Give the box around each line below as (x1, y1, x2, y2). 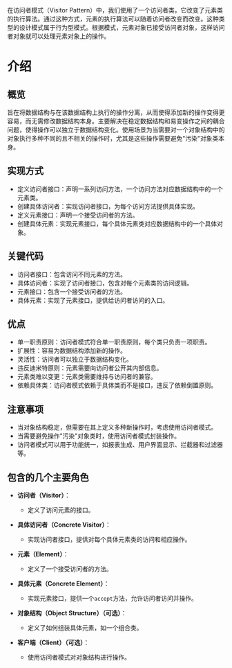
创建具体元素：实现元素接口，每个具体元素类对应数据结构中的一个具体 (17, 219, 217, 227)
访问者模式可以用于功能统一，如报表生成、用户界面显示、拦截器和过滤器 (17, 441, 223, 449)
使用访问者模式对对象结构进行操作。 (27, 653, 131, 662)
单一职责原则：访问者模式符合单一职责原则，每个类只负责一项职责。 (17, 338, 211, 346)
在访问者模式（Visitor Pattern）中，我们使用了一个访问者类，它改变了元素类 (7, 6, 223, 14)
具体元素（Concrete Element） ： (17, 579, 110, 588)
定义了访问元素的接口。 (27, 506, 95, 514)
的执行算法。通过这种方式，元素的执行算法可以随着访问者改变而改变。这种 (7, 15, 219, 23)
